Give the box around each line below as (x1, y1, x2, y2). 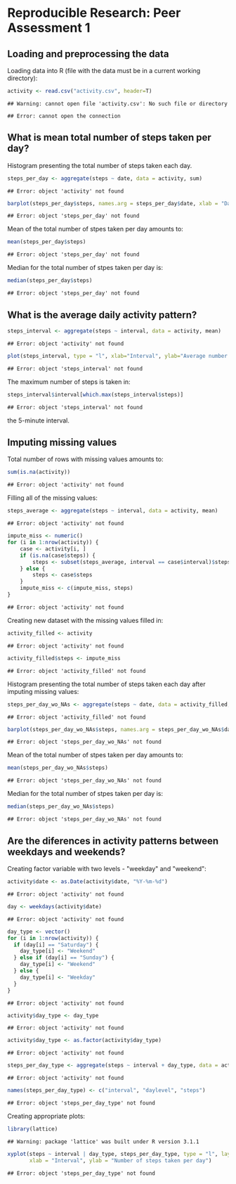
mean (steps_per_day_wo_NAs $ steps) (7, 764, 109, 771)
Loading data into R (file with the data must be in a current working (7, 67, 201, 75)
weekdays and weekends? (7, 846, 126, 858)
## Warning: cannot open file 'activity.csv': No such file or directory (7, 100, 228, 107)
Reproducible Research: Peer (7, 5, 181, 21)
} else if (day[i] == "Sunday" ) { (13, 954, 114, 961)
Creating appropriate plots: (7, 1112, 86, 1120)
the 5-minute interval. (7, 416, 70, 425)
